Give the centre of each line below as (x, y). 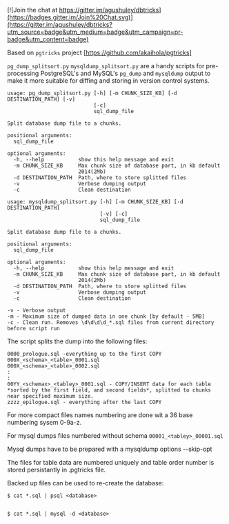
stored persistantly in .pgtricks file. (57, 470)
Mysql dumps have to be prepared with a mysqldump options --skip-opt (110, 449)
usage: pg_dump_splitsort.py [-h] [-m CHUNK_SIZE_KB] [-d (92, 93)
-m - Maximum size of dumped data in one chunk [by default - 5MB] (106, 316)
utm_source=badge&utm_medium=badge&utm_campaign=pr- (95, 32)
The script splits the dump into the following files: (77, 341)
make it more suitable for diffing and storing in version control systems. (108, 81)
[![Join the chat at (32, 10)
